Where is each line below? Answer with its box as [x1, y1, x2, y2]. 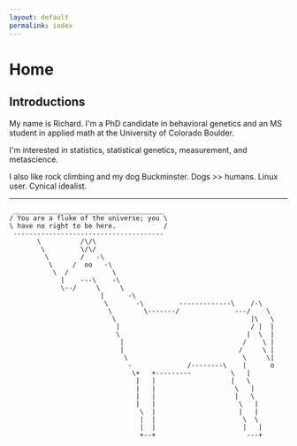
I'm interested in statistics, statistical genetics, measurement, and [9, 144, 247, 155]
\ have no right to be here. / [9, 221, 168, 230]
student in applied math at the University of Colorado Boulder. [9, 127, 234, 138]
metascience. [9, 154, 59, 165]
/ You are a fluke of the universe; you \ [9, 213, 168, 222]
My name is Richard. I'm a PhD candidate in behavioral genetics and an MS [9, 118, 283, 128]
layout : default [9, 12, 69, 22]
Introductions [9, 95, 86, 110]
